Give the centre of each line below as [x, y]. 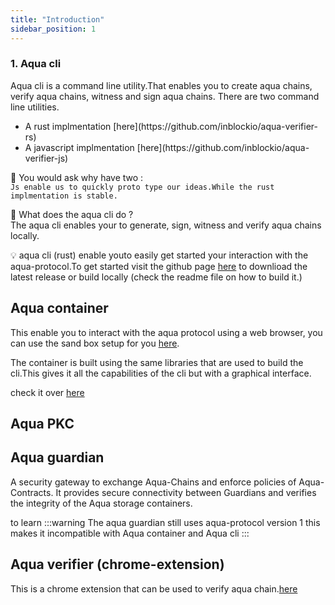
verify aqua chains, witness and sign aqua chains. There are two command [165, 96]
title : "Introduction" [57, 19]
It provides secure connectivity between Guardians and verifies [186, 492]
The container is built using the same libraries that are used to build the [157, 362]
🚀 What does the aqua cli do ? [72, 214]
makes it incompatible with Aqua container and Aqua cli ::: [130, 533]
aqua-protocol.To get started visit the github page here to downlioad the [159, 266]
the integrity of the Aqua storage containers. [101, 503]
